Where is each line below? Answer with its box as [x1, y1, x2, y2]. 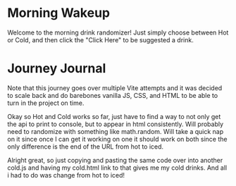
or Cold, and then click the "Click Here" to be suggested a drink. [7, 35, 194, 44]
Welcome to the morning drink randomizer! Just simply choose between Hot [7, 28, 229, 37]
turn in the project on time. [7, 99, 85, 107]
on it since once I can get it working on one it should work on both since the [7, 135, 228, 143]
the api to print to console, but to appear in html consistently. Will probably [7, 120, 224, 128]
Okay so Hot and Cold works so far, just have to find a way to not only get [7, 112, 221, 120]
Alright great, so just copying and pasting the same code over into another [7, 156, 223, 164]
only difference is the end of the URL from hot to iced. [7, 142, 164, 151]
